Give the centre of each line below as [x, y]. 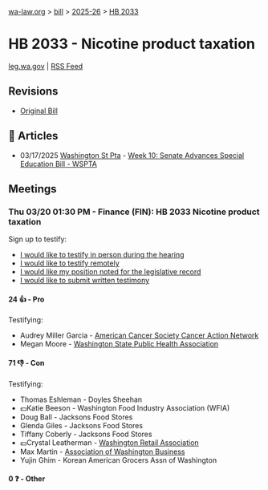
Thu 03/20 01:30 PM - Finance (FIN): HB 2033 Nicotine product [134, 212]
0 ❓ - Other [27, 479]
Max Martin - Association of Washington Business [102, 452]
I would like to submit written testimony [85, 281]
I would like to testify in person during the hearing [102, 255]
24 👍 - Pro [26, 299]
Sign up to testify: [37, 239]
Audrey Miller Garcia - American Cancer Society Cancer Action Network [139, 335]
